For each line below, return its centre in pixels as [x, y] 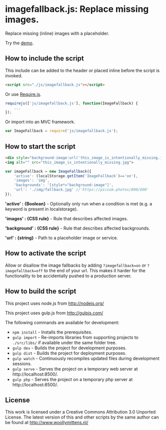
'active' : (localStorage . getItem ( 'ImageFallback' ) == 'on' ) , [76, 176]
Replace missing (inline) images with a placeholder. [57, 33]
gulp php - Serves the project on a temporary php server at [72, 379]
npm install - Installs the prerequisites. [52, 332]
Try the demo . [19, 43]
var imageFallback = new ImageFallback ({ [48, 171]
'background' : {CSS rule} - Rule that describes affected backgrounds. [78, 228]
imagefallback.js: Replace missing [77, 9]
